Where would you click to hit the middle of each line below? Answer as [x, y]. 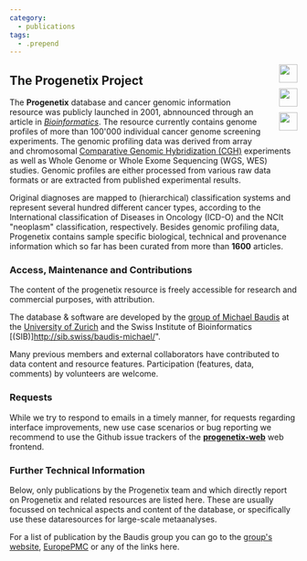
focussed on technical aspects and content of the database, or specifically [150, 509]
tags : [20, 35]
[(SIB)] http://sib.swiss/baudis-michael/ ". [85, 337]
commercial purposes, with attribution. [82, 300]
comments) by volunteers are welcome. [84, 374]
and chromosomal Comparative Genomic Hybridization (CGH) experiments [150, 151]
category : [28, 18]
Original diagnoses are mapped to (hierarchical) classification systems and [150, 198]
